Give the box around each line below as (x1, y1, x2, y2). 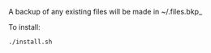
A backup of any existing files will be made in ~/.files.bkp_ (8, 7, 203, 16)
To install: (8, 22, 41, 31)
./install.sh (8, 38, 53, 46)
